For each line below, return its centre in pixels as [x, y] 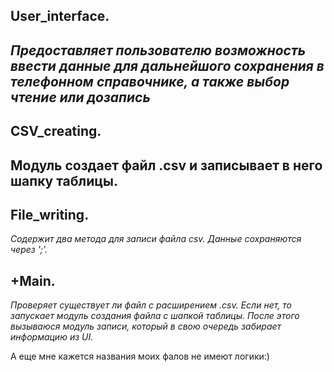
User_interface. [60, 16]
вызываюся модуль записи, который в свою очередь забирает [146, 326]
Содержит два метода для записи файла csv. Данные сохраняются [156, 239]
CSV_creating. [56, 131]
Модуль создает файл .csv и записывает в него [166, 165]
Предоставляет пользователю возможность [158, 50]
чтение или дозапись [80, 97]
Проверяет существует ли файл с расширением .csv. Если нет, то [151, 305]
